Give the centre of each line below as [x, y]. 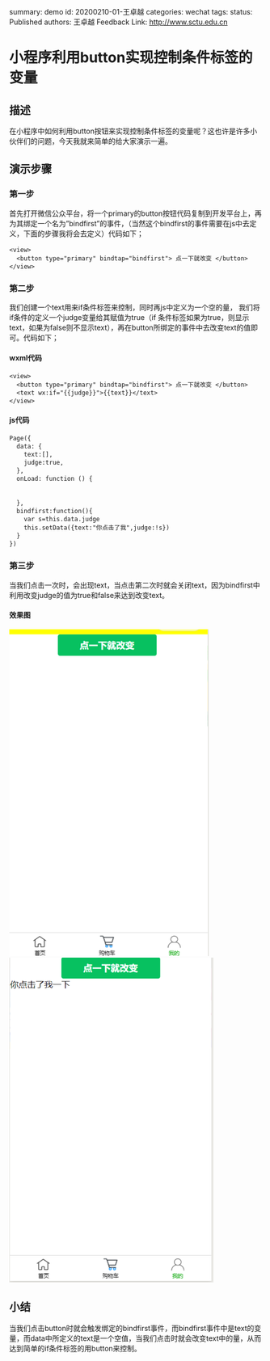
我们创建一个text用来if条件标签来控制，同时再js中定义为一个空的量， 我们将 [135, 307]
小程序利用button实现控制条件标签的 [131, 58]
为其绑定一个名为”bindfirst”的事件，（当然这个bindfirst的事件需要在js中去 [129, 223]
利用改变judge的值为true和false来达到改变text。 [89, 595]
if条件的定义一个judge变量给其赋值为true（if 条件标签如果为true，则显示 [129, 317]
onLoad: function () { [55, 479]
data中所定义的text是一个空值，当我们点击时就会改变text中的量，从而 [146, 1338]
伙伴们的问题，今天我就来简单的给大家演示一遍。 [91, 141]
